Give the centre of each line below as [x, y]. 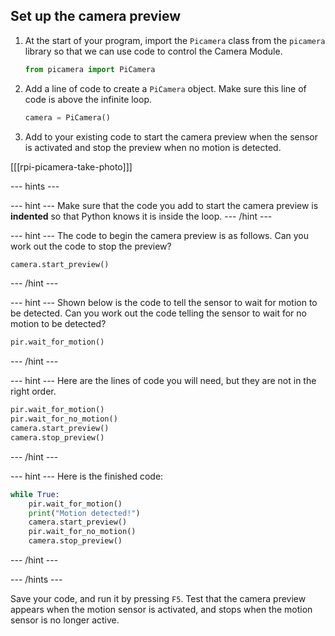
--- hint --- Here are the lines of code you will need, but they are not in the [163, 381]
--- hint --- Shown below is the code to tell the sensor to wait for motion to [164, 303]
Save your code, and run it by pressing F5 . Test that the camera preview [158, 599]
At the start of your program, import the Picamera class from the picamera [175, 40]
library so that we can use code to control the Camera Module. [153, 51]
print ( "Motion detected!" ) [84, 513]
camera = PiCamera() [67, 117]
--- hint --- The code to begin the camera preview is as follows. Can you [160, 235]
